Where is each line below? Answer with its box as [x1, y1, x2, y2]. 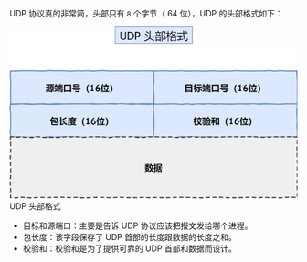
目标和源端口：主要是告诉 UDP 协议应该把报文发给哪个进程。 [22, 220, 253, 231]
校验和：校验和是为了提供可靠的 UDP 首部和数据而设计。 [22, 243, 238, 254]
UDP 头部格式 [9, 201, 61, 212]
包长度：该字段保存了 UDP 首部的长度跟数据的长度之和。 [22, 232, 238, 243]
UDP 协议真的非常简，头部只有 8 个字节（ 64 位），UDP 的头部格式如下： [9, 8, 283, 18]
